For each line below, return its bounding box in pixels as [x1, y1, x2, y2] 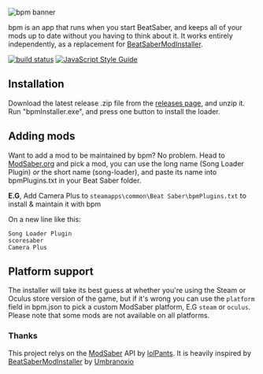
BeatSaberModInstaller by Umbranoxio [8, 357, 134, 366]
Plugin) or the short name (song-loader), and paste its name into [8, 167, 217, 176]
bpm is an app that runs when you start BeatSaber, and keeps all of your [8, 23, 243, 31]
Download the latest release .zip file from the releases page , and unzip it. [8, 98, 246, 108]
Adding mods [8, 130, 76, 143]
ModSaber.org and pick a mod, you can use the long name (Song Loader [8, 158, 244, 168]
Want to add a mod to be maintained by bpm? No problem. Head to [8, 150, 226, 160]
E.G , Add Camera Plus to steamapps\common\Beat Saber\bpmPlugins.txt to [8, 191, 246, 200]
